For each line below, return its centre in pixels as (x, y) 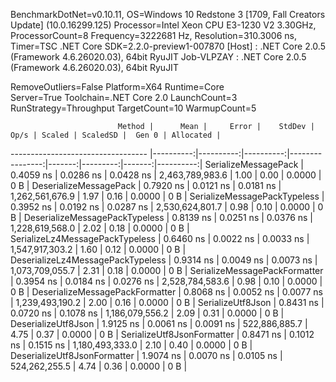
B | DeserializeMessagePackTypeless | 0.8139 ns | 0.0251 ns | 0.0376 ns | (162, 217)
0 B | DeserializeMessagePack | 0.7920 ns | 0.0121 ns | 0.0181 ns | (146, 185)
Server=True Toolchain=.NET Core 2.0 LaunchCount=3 (124, 97)
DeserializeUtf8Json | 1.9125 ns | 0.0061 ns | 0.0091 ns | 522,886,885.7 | (159, 323)
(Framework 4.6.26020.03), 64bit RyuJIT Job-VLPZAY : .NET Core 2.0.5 (158, 57)
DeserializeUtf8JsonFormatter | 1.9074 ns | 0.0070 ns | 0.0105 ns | (146, 355)
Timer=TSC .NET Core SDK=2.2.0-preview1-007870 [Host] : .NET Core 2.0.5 (168, 46)
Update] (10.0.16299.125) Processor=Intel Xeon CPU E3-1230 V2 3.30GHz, (163, 25)
